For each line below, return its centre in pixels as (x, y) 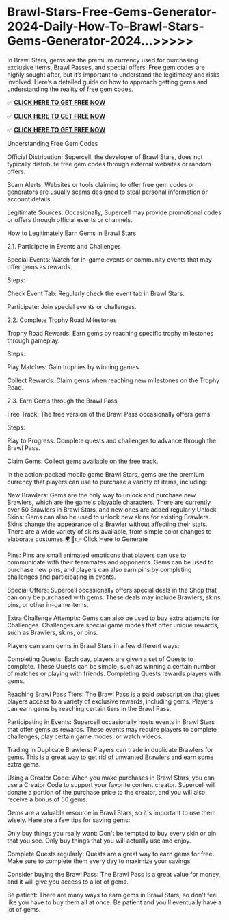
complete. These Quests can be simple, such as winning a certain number (111, 666)
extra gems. (24, 764)
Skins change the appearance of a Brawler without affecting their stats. (107, 524)
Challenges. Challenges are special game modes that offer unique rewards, (113, 625)
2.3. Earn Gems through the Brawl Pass (62, 401)
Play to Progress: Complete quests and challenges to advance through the (112, 440)
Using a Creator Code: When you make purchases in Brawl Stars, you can (111, 778)
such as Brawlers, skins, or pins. (53, 632)
